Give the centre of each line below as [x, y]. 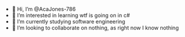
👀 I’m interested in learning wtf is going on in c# [71, 15]
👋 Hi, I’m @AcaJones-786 [44, 9]
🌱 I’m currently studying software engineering [68, 21]
